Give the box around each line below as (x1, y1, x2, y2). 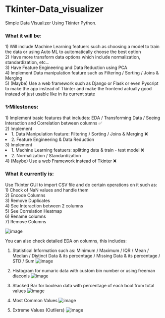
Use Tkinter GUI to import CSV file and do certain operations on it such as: (5, 182, 158, 188)
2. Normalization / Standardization (11, 152, 81, 158)
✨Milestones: (5, 103, 39, 110)
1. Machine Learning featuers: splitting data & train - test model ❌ (11, 147, 145, 153)
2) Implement (5, 126, 33, 131)
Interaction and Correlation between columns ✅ (5, 120, 103, 126)
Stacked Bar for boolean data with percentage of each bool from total (12, 282, 155, 288)
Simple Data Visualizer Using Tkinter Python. (5, 20, 97, 26)
